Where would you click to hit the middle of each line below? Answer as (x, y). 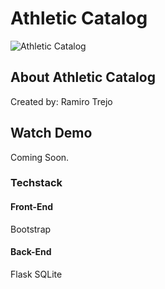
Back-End (31, 252)
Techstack (36, 183)
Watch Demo (51, 133)
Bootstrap (31, 229)
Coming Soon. (40, 157)
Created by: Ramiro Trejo (61, 101)
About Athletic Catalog (83, 77)
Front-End (32, 207)
